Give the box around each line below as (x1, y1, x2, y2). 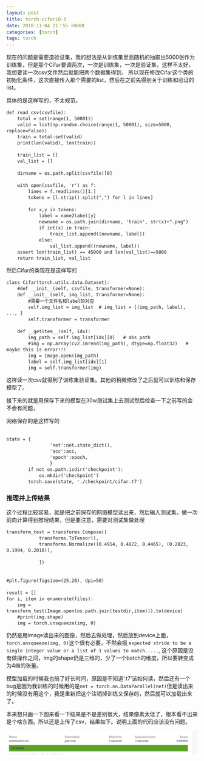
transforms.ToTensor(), (38, 535, 99, 541)
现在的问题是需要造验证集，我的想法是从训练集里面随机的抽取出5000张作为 (6, 53, 195, 61)
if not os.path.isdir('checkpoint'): (28, 467, 123, 473)
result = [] (6, 590, 36, 596)
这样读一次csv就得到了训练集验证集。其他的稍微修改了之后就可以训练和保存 (6, 376, 196, 384)
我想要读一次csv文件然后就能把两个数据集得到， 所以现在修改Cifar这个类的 (6, 69, 194, 76)
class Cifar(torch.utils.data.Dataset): (6, 280, 110, 286)
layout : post (6, 10, 39, 16)
